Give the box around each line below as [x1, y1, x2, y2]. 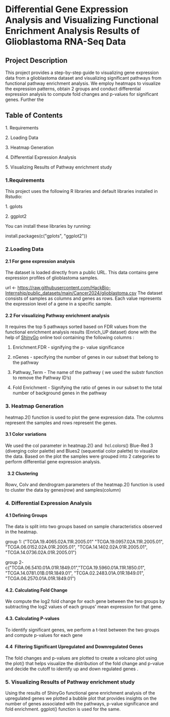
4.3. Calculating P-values [5, 616, 60, 622]
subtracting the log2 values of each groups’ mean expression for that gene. [5, 604, 163, 610]
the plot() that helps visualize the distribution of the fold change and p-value [5, 660, 164, 666]
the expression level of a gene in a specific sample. [5, 301, 112, 307]
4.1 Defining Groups [5, 512, 48, 518]
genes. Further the [5, 96, 44, 103]
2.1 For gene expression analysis [5, 258, 75, 264]
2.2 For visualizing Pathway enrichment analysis [5, 312, 110, 318]
